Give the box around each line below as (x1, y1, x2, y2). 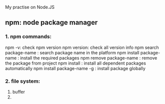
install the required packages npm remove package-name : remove (20, 55, 158, 61)
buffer (12, 89, 25, 95)
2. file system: (5, 77, 41, 84)
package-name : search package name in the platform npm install (5, 49, 140, 56)
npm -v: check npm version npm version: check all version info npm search (5, 44, 160, 50)
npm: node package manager (5, 18, 98, 27)
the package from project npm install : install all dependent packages (5, 60, 146, 66)
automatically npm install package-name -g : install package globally (5, 65, 146, 71)
